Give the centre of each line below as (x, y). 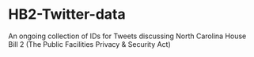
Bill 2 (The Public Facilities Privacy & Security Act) (90, 44)
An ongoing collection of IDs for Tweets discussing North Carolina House (127, 36)
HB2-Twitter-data (67, 14)
